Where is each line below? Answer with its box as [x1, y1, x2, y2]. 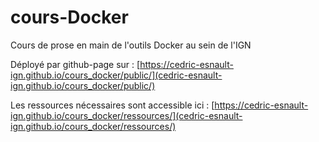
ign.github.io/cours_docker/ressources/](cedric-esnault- [10, 109, 243, 121]
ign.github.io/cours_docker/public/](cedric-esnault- [10, 69, 223, 81]
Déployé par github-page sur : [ [10, 58, 141, 70]
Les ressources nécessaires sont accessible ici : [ [10, 99, 215, 111]
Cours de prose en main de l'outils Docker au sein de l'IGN [10, 39, 252, 51]
